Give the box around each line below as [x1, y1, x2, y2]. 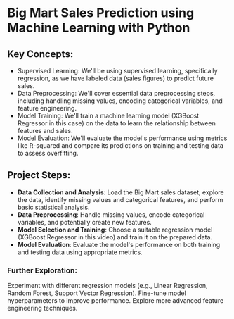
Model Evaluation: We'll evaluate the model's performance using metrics [17, 134, 228, 142]
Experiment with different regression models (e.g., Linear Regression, [7, 282, 209, 290]
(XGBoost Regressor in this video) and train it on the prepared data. [17, 232, 213, 241]
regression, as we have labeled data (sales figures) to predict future [17, 74, 214, 82]
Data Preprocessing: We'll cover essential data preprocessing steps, [17, 89, 216, 97]
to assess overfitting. [17, 149, 79, 157]
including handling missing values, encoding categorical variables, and [17, 96, 223, 105]
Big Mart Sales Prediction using [7, 5, 195, 21]
